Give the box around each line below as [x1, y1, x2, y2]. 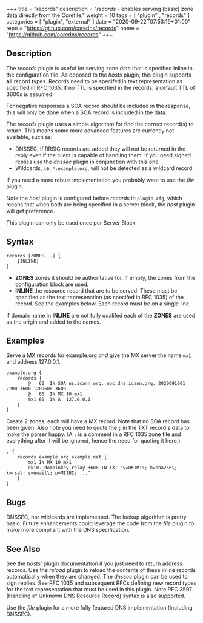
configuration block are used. [15, 281, 89, 288]
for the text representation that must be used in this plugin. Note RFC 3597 [6, 586, 193, 593]
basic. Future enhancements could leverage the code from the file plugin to [6, 520, 195, 527]
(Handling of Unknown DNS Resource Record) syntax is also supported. [6, 592, 186, 600]
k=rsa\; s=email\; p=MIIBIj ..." [6, 470, 91, 476]
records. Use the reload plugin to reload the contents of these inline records [6, 567, 196, 574]
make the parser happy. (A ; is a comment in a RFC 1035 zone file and [6, 431, 181, 438]
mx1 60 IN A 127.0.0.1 [28, 397, 91, 403]
